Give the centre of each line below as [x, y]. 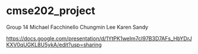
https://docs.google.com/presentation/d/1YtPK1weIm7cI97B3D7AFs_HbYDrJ [99, 38]
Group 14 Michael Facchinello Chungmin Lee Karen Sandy [77, 27]
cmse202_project [51, 11]
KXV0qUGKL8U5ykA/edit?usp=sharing [54, 45]
